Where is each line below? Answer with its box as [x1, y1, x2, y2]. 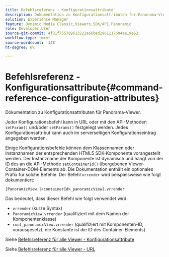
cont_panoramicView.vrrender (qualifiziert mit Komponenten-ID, [12, 221, 144, 227]
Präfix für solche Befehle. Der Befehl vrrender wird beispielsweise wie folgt [5, 171, 161, 177]
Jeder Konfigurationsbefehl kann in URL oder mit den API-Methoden [5, 119, 147, 125]
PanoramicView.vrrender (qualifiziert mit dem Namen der [12, 210, 129, 217]
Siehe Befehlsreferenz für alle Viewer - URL [5, 246, 96, 252]
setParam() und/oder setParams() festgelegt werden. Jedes [5, 124, 128, 130]
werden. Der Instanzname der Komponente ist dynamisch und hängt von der [5, 155, 163, 161]
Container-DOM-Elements [5, 166, 59, 172]
